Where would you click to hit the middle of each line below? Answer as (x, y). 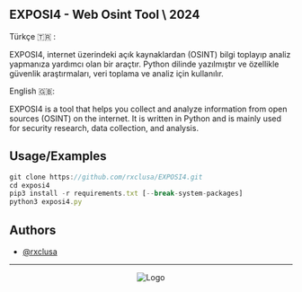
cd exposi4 (30, 185)
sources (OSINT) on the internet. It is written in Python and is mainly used (145, 118)
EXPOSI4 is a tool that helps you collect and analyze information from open (148, 109)
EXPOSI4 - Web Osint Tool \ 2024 (105, 15)
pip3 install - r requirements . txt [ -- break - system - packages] (126, 194)
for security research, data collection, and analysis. (104, 128)
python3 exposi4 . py (46, 202)
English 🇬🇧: (32, 91)
